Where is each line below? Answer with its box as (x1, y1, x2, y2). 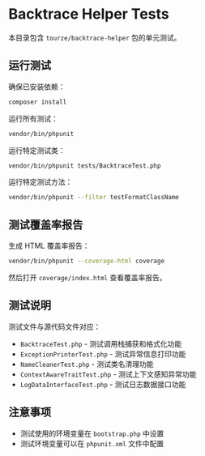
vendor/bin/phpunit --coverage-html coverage (8, 257, 164, 266)
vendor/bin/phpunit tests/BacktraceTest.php (8, 161, 161, 170)
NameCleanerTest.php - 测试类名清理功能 (19, 359, 154, 369)
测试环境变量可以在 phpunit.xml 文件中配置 (19, 438, 164, 448)
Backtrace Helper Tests (8, 5, 169, 23)
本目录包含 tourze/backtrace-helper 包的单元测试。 (8, 32, 182, 42)
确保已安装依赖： (8, 82, 66, 92)
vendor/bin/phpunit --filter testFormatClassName (8, 194, 180, 202)
